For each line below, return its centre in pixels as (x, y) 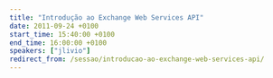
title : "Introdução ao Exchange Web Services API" (107, 17)
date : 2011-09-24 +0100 (54, 26)
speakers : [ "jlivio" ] (50, 51)
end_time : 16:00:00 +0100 (58, 43)
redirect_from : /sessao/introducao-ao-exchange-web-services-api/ (137, 59)
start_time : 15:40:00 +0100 (62, 34)
